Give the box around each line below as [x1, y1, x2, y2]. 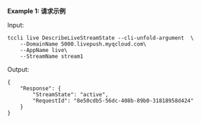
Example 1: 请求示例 [7, 7, 66, 15]
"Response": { [20, 85, 61, 92]
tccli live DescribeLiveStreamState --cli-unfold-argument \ [7, 34, 194, 41]
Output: [7, 65, 30, 73]
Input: [7, 21, 25, 29]
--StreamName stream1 [20, 53, 83, 60]
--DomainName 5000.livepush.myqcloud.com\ [20, 41, 147, 48]
